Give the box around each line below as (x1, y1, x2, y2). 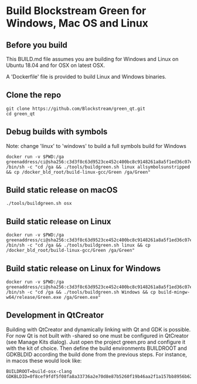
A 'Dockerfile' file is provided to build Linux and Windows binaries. (6, 73, 167, 80)
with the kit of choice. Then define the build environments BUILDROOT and (6, 345, 188, 352)
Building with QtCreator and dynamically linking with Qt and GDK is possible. (6, 326, 191, 333)
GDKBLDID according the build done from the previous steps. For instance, (6, 351, 188, 358)
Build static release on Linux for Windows (6, 263, 161, 274)
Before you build (6, 40, 67, 50)
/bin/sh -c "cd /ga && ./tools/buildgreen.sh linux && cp (6, 242, 151, 248)
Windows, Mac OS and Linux (6, 16, 148, 30)
